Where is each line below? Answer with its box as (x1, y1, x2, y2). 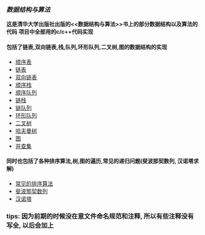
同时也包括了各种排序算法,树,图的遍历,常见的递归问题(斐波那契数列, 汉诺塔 (6, 157, 194, 165)
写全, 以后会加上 (6, 221, 54, 229)
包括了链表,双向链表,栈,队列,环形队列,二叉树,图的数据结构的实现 (6, 43, 168, 50)
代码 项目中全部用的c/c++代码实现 (6, 28, 94, 35)
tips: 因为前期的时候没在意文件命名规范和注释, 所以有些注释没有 (6, 212, 194, 220)
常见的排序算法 (15, 179, 53, 187)
